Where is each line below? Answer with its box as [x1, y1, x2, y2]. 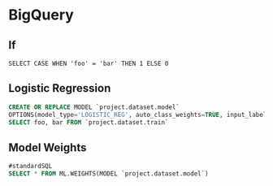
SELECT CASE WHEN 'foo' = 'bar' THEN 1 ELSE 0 [8, 59, 169, 67]
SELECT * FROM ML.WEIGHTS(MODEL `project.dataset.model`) [8, 170, 209, 178]
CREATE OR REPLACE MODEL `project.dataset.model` [8, 103, 180, 111]
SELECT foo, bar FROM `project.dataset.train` [8, 118, 169, 127]
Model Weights [8, 141, 87, 154]
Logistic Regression [8, 81, 111, 95]
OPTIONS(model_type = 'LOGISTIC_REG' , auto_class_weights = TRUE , [8, 110, 223, 119]
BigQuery [8, 6, 75, 24]
